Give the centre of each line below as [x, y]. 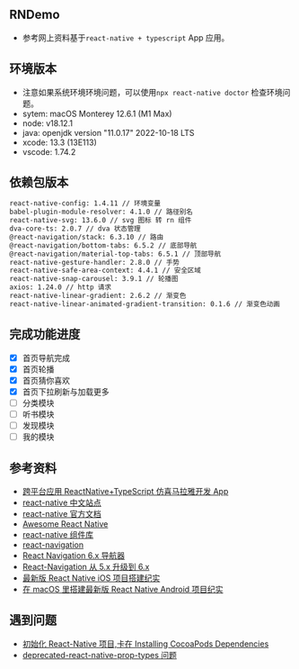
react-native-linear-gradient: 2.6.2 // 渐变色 [98, 296]
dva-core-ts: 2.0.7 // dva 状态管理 [75, 229]
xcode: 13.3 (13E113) [59, 142]
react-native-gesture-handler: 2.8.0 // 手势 [94, 262]
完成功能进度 [45, 334]
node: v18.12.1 [48, 123]
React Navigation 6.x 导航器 [74, 555]
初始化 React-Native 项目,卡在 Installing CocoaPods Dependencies [145, 644]
